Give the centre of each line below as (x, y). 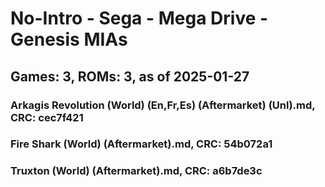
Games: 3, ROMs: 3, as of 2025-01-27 (130, 76)
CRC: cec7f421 (47, 117)
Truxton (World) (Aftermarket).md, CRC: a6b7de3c (136, 171)
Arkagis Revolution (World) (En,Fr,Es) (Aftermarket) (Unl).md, (163, 105)
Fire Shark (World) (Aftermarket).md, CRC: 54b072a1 (141, 144)
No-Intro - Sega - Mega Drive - (139, 18)
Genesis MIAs (69, 39)
